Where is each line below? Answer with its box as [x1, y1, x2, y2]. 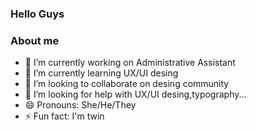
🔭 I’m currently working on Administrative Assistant [24, 57, 236, 69]
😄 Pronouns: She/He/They [24, 99, 137, 111]
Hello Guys [10, 7, 65, 21]
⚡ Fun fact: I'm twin [24, 110, 105, 122]
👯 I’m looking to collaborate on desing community [24, 78, 230, 90]
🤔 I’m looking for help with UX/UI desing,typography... [24, 88, 247, 101]
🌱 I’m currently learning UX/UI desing [24, 67, 179, 79]
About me [10, 33, 60, 47]
